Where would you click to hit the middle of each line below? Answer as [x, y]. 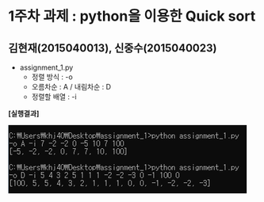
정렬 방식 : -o [52, 77]
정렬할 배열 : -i [54, 97]
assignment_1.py [46, 67]
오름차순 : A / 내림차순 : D [71, 87]
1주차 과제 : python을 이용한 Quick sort [132, 16]
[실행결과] [24, 113]
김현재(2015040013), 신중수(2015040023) [113, 48]
